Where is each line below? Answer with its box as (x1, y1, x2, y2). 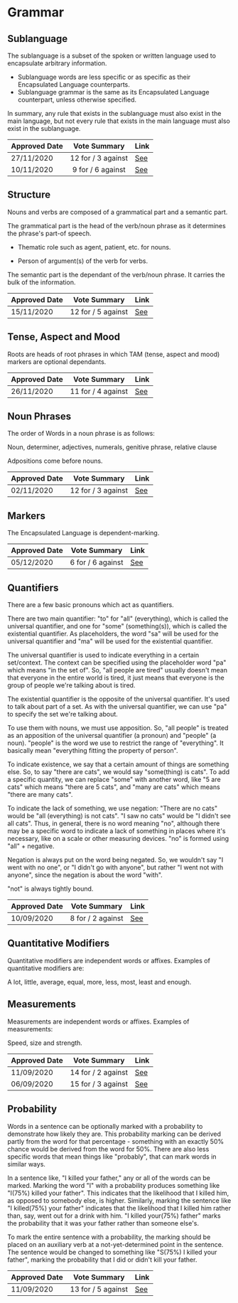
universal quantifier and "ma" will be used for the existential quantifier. (7, 637, 213, 645)
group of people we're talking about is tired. (7, 681, 136, 690)
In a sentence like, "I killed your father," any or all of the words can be (7, 1174, 211, 1182)
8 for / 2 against (70, 913, 124, 923)
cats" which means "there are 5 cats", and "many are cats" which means (7, 783, 220, 791)
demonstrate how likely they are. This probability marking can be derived (7, 1130, 222, 1138)
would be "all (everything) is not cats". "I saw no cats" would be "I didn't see (7, 812, 231, 820)
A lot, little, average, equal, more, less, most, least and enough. (7, 977, 192, 986)
